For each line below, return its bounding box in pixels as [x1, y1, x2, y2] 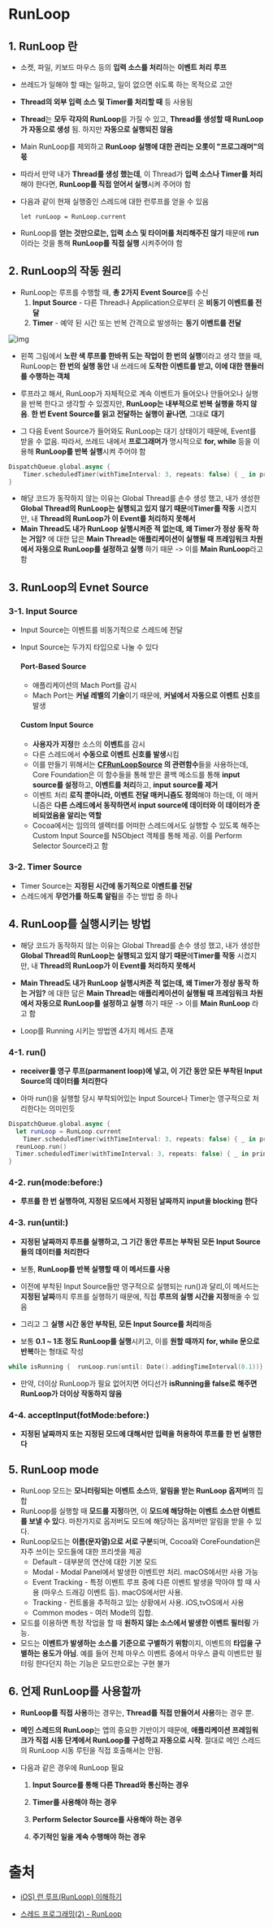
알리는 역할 [67, 810, 102, 820]
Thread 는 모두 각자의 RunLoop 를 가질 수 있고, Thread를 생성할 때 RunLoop [19, 115, 264, 124]
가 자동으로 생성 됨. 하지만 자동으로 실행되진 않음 [19, 124, 173, 134]
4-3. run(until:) [8, 1217, 69, 1229]
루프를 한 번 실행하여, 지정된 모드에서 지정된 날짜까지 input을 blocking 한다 [19, 1196, 258, 1206]
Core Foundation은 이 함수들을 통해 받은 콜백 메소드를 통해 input [32, 769, 240, 779]
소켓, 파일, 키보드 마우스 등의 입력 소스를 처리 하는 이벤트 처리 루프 [19, 63, 227, 72]
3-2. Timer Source [8, 861, 83, 872]
